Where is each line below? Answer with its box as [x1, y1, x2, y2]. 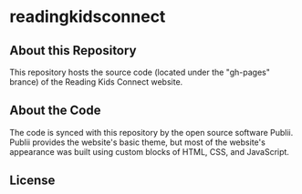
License [9, 173, 56, 189]
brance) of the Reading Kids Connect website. [9, 77, 183, 87]
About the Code [9, 103, 101, 118]
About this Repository [9, 43, 137, 58]
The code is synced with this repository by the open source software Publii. [9, 127, 294, 138]
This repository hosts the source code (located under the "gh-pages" [9, 66, 271, 77]
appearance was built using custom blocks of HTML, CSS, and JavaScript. [9, 146, 290, 157]
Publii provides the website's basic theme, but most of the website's [9, 137, 266, 148]
